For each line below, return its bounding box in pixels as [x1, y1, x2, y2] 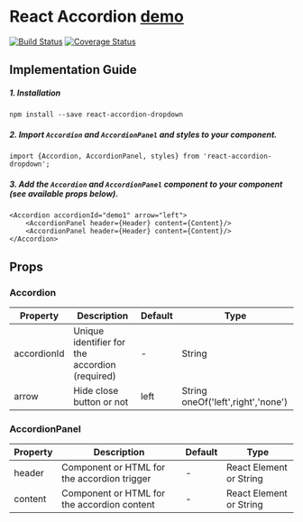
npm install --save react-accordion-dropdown [9, 110, 183, 119]
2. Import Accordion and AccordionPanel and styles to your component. [9, 129, 278, 140]
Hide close [73, 384, 119, 397]
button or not [73, 395, 129, 408]
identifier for [73, 335, 126, 348]
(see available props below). [9, 188, 119, 199]
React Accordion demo [9, 6, 185, 27]
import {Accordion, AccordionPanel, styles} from [9, 151, 200, 161]
